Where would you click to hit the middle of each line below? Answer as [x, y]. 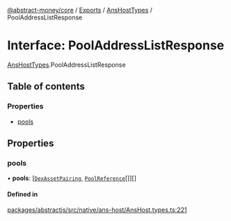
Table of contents [46, 87]
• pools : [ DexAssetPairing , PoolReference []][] [72, 178]
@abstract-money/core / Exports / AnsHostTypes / [80, 10]
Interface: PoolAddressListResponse [116, 46]
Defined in [23, 194]
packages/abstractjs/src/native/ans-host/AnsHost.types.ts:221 [97, 210]
